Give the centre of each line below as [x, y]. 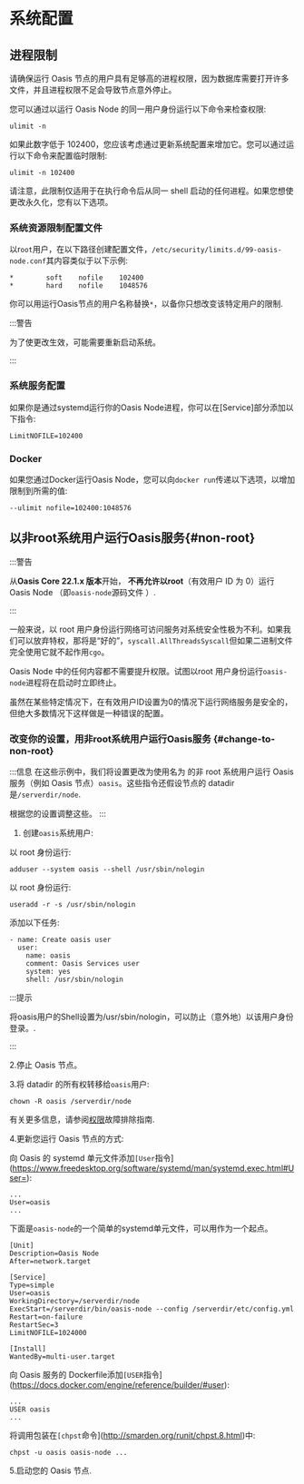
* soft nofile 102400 [77, 278]
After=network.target [50, 1262]
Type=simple [32, 1285]
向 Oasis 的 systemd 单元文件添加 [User [83, 1158]
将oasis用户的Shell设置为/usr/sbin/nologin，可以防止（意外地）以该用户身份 [152, 1017]
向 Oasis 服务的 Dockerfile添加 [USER [76, 1375]
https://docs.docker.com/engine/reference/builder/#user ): [121, 1385]
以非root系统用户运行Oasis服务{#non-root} [132, 538]
